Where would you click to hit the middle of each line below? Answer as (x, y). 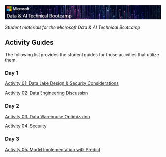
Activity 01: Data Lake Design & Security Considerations (62, 83)
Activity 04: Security (26, 126)
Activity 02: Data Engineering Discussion (47, 93)
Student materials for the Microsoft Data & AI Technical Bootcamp (73, 27)
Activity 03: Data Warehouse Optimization (48, 117)
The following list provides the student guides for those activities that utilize (82, 54)
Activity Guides (30, 43)
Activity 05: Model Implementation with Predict (53, 150)
